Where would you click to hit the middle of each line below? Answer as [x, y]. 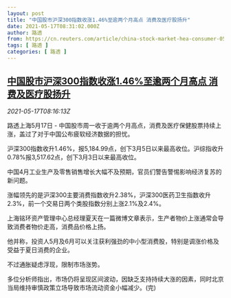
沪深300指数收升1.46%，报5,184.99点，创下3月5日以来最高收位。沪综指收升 [115, 148]
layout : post [26, 13]
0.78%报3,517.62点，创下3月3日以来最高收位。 [74, 157]
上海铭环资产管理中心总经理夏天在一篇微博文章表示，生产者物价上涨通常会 [112, 218]
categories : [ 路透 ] [37, 52]
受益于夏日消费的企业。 [40, 250]
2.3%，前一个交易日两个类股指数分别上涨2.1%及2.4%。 [86, 203]
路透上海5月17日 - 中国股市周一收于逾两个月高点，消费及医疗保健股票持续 [111, 125]
